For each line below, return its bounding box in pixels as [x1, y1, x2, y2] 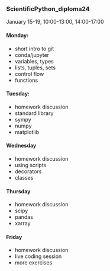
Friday [6, 233, 22, 240]
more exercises [14, 259, 53, 266]
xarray [14, 220, 31, 227]
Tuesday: [6, 90, 30, 97]
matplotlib [14, 128, 40, 135]
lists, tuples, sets [14, 64, 56, 71]
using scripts [14, 161, 47, 168]
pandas [14, 213, 34, 221]
